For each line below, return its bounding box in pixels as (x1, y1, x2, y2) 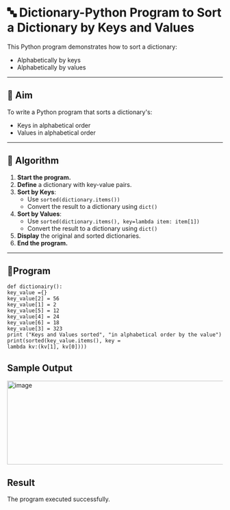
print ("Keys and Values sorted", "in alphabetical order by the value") (7, 331, 222, 338)
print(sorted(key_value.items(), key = (7, 337, 121, 344)
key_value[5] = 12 (7, 307, 60, 314)
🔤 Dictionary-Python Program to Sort (7, 5, 222, 21)
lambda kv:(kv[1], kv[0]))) (7, 344, 88, 351)
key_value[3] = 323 (7, 325, 63, 333)
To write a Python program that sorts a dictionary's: (7, 108, 153, 116)
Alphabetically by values (16, 63, 86, 71)
